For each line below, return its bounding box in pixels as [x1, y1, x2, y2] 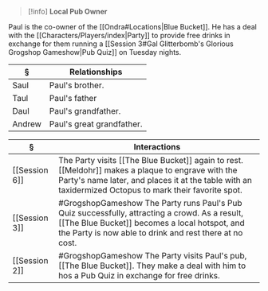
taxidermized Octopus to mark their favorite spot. [58, 184, 243, 196]
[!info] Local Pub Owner [27, 7, 108, 16]
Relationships [69, 67, 123, 77]
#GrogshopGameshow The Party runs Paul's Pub [58, 198, 242, 208]
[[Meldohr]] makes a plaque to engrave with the [58, 165, 238, 176]
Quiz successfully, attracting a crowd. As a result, [58, 208, 243, 218]
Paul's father [49, 93, 97, 103]
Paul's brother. [49, 80, 104, 91]
